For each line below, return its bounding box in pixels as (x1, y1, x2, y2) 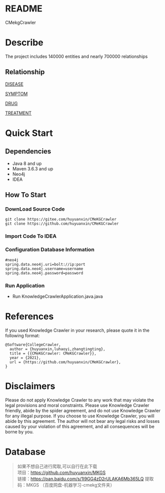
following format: (5, 332, 40, 339)
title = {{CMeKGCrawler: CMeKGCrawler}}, (9, 351, 97, 356)
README (5, 3, 43, 14)
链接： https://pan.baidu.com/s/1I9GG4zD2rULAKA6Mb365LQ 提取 (17, 476, 154, 482)
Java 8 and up (12, 160, 42, 166)
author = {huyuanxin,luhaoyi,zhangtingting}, (9, 347, 106, 352)
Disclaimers (5, 380, 56, 392)
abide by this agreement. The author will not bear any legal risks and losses (5, 418, 160, 424)
